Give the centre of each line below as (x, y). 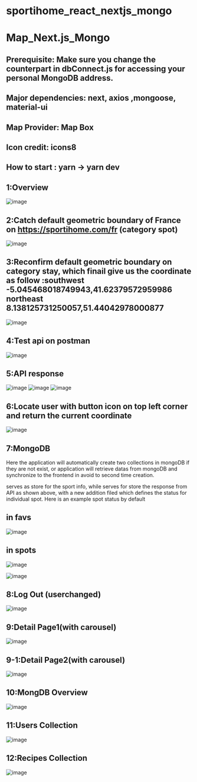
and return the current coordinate (69, 415)
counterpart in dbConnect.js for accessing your (96, 69)
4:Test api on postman (48, 341)
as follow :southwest (45, 280)
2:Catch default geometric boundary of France (93, 220)
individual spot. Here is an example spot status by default (76, 499)
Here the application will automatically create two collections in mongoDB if (98, 463)
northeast (25, 299)
